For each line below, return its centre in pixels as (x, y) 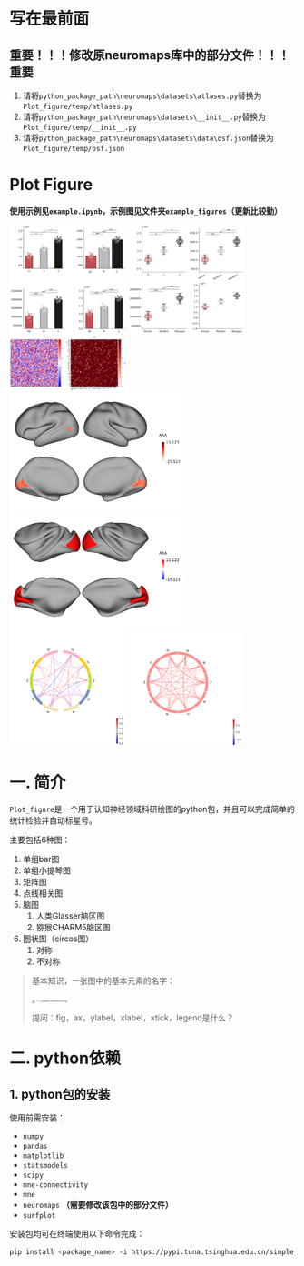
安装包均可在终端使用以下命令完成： (77, 1234)
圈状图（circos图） (58, 939)
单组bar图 (41, 859)
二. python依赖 (65, 1058)
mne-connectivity (55, 1185)
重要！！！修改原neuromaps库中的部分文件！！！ (150, 55)
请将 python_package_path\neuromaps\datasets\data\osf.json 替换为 (148, 138)
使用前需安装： (37, 1118)
